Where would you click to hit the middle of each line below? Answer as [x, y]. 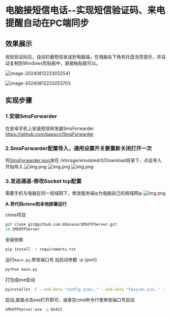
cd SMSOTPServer [22, 229]
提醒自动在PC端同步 [47, 23]
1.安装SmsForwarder [31, 116]
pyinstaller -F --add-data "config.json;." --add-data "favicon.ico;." [83, 289]
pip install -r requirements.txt [41, 249]
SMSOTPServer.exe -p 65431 [34, 309]
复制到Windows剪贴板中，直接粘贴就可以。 [55, 63]
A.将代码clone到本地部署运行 [36, 204]
